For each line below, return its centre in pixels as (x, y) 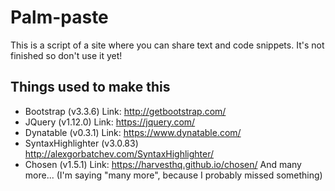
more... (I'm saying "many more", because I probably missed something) (173, 175)
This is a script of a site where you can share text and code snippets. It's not (167, 45)
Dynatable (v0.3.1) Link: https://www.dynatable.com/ (133, 132)
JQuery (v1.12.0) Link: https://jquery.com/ (110, 122)
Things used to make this (90, 87)
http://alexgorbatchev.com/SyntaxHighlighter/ (119, 153)
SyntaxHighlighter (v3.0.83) (81, 143)
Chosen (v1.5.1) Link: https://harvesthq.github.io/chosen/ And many (163, 164)
